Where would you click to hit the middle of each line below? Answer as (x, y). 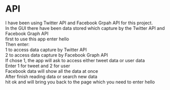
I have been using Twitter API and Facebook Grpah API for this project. (79, 23)
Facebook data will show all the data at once (52, 71)
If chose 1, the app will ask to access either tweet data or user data (75, 60)
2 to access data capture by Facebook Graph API (57, 55)
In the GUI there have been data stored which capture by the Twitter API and (85, 28)
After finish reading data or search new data (51, 76)
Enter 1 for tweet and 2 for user (38, 66)
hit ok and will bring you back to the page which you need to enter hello (80, 82)
